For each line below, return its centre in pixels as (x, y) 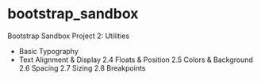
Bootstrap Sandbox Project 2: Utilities (69, 36)
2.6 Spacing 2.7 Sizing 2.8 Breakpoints (82, 67)
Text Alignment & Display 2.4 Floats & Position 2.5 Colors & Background (136, 60)
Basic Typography (48, 51)
